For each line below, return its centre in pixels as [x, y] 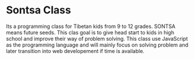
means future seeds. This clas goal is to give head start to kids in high [90, 32]
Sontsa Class [39, 10]
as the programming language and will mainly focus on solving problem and [97, 45]
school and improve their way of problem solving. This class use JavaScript [97, 38]
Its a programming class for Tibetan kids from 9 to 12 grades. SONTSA [91, 26]
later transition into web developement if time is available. [75, 51]
